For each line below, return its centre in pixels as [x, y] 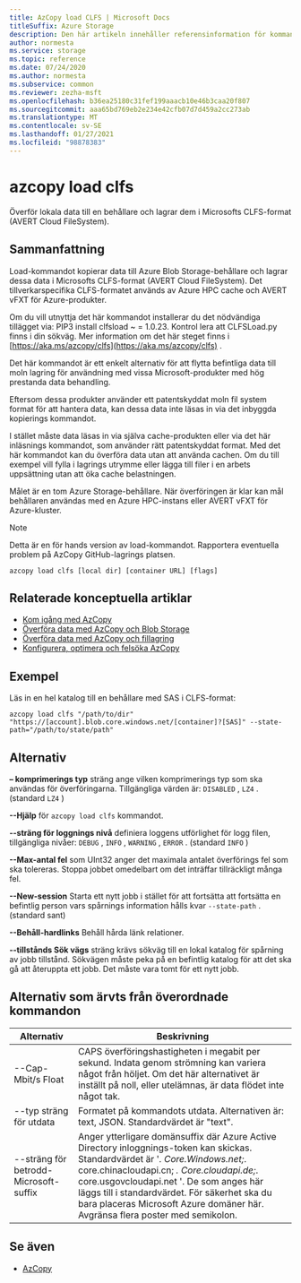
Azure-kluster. [36, 510]
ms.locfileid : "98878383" [57, 142]
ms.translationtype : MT [54, 117]
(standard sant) [38, 915]
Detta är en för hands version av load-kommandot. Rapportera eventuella [144, 545]
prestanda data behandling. [60, 382]
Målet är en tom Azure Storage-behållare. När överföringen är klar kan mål [146, 491]
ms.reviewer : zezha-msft [56, 92]
